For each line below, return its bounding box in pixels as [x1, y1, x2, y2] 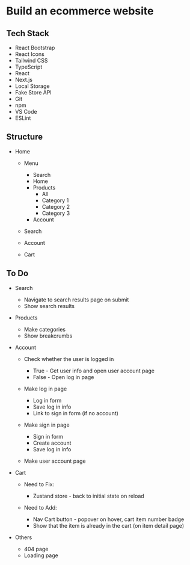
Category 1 [41, 197, 69, 204]
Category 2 [41, 203, 70, 210]
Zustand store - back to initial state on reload [32, 492, 144, 499]
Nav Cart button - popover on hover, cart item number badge [32, 516, 185, 523]
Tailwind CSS [14, 57, 48, 64]
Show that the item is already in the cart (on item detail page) [32, 522, 185, 529]
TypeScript [14, 63, 43, 70]
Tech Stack [6, 28, 49, 39]
